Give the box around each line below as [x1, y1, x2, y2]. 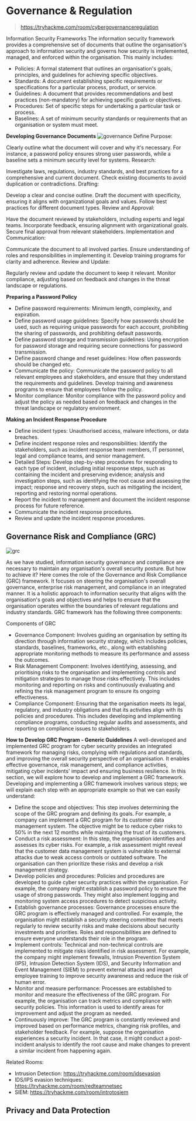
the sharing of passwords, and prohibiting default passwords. [14, 329, 163, 336]
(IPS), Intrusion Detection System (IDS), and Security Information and [14, 960, 181, 967]
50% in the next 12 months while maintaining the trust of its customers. [14, 829, 186, 836]
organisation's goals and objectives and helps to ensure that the [6, 596, 161, 603]
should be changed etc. [14, 361, 72, 368]
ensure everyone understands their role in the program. [14, 935, 149, 942]
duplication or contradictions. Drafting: [6, 180, 99, 187]
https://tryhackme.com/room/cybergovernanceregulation [20, 23, 159, 31]
